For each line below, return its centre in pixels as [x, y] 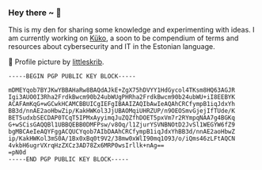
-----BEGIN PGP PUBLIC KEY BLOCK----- [72, 77]
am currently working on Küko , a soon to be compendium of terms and [123, 38]
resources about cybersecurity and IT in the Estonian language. [112, 47]
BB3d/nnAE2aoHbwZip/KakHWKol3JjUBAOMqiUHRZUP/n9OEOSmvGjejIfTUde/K [122, 111]
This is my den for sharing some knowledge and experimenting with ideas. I [131, 30]
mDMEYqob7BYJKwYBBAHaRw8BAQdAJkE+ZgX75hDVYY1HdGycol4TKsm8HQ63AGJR [122, 90]
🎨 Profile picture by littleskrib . [56, 62]
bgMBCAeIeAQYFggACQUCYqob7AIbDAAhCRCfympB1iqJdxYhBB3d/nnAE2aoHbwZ [122, 132]
